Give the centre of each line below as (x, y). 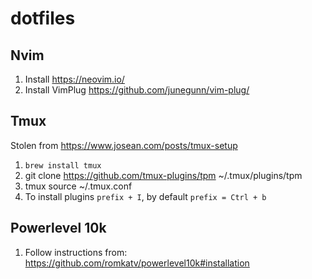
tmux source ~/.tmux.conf (78, 186)
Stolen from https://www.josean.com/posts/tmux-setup (124, 145)
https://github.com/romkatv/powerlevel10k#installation (137, 263)
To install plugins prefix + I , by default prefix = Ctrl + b (145, 196)
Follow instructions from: (76, 252)
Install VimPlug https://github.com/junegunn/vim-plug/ (137, 90)
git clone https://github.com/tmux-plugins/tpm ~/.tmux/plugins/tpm (163, 175)
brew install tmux (63, 165)
